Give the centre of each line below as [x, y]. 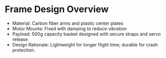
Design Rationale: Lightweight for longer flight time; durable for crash [85, 44]
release [20, 39]
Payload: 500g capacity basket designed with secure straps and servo [87, 34]
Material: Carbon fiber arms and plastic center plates [68, 23]
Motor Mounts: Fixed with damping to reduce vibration [69, 28]
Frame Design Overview [57, 9]
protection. [24, 50]
